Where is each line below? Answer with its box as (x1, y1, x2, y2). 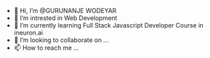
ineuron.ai (13, 28, 43, 37)
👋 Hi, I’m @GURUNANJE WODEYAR (13, 7, 117, 14)
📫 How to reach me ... (13, 43, 79, 52)
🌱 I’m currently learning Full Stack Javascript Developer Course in (13, 21, 204, 29)
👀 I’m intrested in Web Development (13, 14, 118, 22)
